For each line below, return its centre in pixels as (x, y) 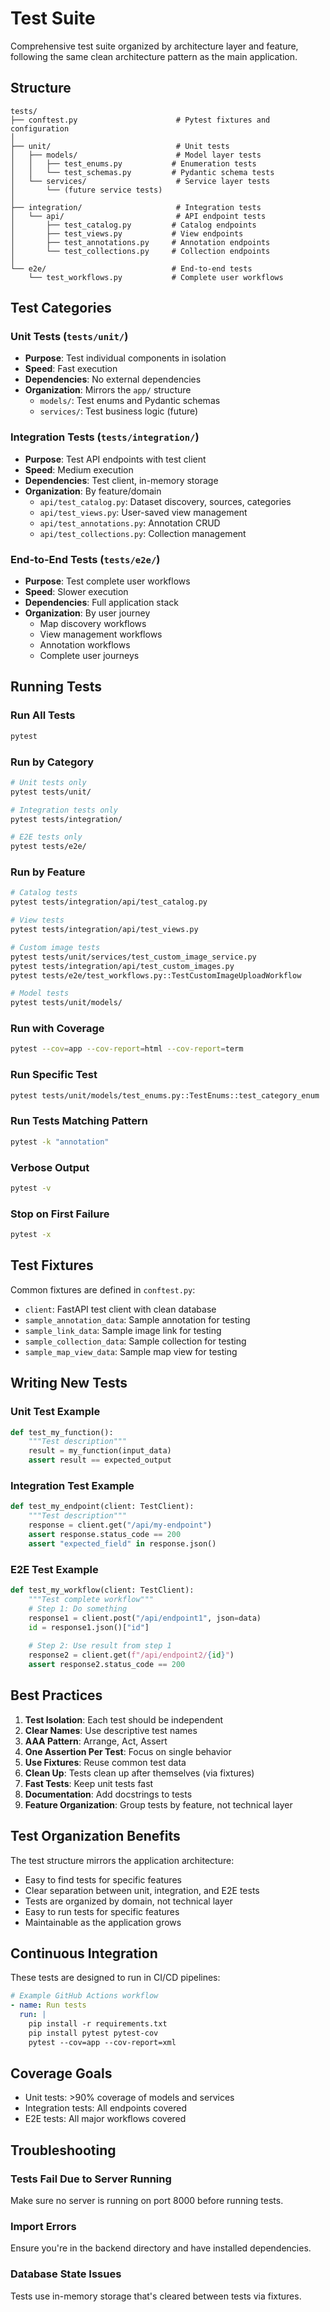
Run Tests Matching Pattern (79, 1121)
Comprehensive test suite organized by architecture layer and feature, (154, 46)
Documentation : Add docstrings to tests (108, 1794)
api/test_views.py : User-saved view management (143, 512)
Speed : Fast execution (71, 369)
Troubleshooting (63, 2150)
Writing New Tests (69, 1383)
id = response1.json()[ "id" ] (89, 1627)
